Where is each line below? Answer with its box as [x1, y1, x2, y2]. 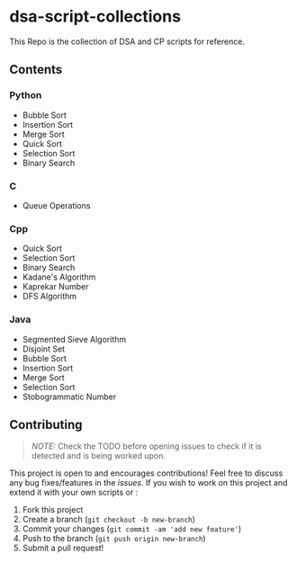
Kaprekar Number [22, 281, 89, 292]
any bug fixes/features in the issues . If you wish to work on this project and [9, 477, 288, 488]
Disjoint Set [22, 343, 66, 354]
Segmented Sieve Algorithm [22, 334, 127, 344]
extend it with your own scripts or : [9, 487, 139, 498]
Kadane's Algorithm [22, 272, 96, 282]
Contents [9, 62, 63, 77]
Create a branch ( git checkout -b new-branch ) [22, 514, 196, 525]
